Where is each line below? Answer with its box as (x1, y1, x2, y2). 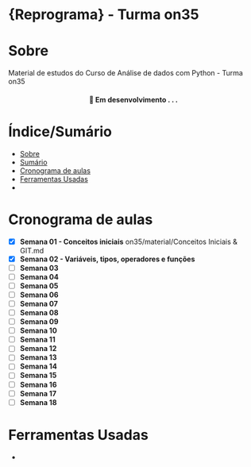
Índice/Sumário (8, 122, 113, 141)
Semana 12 (19, 344, 57, 353)
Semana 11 (19, 335, 56, 345)
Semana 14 (19, 361, 57, 371)
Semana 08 (19, 308, 59, 318)
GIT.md (19, 245, 44, 255)
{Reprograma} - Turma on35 (8, 6, 199, 24)
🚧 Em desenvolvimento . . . (88, 95, 179, 104)
